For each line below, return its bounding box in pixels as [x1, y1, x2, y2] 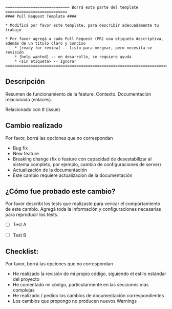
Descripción [5, 77, 45, 86]
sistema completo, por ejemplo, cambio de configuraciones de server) [12, 161, 161, 167]
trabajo [5, 27, 22, 32]
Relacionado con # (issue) [5, 106, 60, 113]
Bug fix [12, 144, 28, 151]
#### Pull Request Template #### [5, 14, 77, 19]
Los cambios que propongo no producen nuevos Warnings [12, 298, 137, 304]
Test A [12, 222, 27, 228]
